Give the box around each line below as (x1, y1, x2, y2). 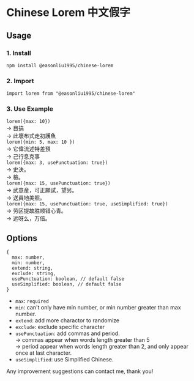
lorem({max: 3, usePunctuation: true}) (6, 160, 108, 166)
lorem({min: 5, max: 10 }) (6, 139, 75, 146)
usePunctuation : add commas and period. (15, 330, 121, 337)
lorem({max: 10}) (6, 119, 51, 125)
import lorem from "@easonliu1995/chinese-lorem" (6, 91, 136, 97)
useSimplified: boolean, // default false (12, 281, 122, 287)
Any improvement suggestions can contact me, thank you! (6, 368, 154, 375)
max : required (15, 297, 49, 305)
